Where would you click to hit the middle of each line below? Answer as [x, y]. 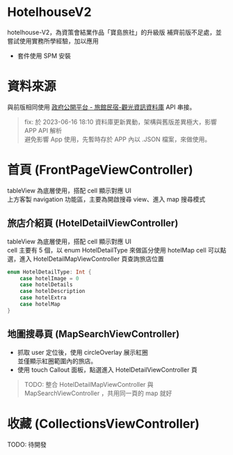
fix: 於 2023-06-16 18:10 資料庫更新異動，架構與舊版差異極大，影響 [121, 122]
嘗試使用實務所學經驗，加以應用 [53, 41]
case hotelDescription [53, 292]
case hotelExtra [43, 298]
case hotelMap [40, 304]
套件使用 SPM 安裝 [44, 56]
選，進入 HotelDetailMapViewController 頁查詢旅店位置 [86, 259]
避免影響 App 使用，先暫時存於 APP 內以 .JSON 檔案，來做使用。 [118, 139]
